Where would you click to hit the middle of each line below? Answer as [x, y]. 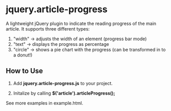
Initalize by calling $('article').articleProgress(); [64, 93]
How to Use [25, 71]
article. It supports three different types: [48, 29]
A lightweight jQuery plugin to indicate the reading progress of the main [81, 23]
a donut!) [23, 55]
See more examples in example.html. [45, 103]
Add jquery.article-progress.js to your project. [63, 83]
